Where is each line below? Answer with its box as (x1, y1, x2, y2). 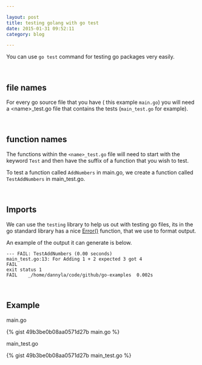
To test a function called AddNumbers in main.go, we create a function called (6, 168, 194, 176)
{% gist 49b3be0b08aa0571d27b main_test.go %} (6, 352, 132, 359)
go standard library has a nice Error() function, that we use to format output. (6, 227, 197, 234)
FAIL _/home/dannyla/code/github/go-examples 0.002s (6, 271, 153, 278)
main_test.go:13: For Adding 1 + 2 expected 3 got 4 (6, 256, 143, 262)
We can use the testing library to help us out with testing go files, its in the (6, 220, 194, 228)
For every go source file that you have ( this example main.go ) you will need (6, 98, 195, 106)
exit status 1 (6, 267, 42, 273)
